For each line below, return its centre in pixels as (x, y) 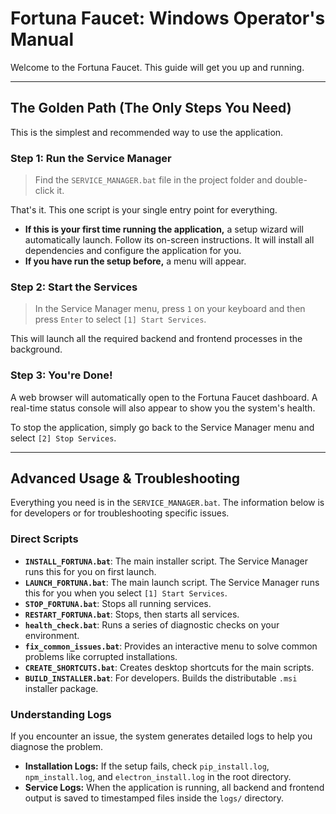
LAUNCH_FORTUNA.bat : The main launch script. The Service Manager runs (172, 582)
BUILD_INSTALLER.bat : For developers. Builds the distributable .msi (161, 678)
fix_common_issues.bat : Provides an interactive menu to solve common (171, 646)
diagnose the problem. (56, 747)
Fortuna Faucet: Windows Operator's (168, 18)
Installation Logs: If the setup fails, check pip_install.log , (147, 766)
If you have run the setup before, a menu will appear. (135, 261)
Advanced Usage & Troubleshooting (125, 478)
